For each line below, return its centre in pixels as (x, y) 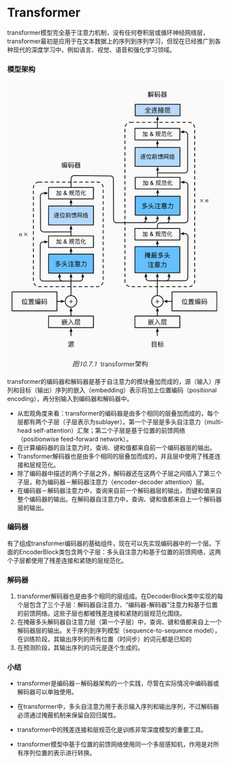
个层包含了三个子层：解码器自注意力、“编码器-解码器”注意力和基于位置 (117, 605)
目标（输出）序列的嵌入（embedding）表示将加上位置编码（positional (118, 390)
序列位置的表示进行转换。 (59, 753)
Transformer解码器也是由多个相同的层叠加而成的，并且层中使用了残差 (116, 456)
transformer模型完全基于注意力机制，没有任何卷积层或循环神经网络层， (108, 32)
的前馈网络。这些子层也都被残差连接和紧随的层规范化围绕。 (101, 613)
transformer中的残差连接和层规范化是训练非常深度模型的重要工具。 (112, 730)
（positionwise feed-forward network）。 (74, 439)
